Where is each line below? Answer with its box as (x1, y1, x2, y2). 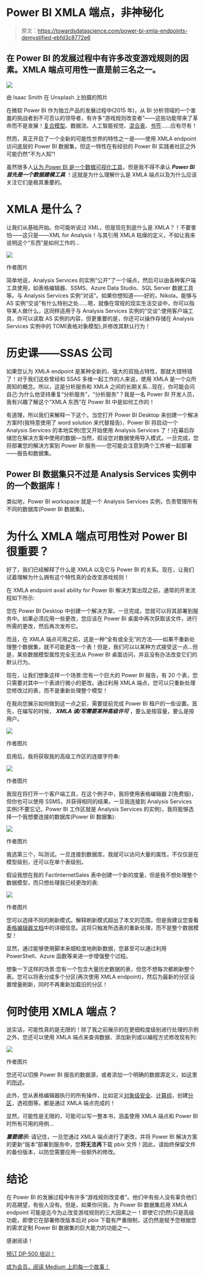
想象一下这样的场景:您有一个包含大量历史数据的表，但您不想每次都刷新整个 (6, 966, 195, 973)
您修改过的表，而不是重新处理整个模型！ (6, 687, 108, 694)
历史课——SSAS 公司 (6, 346, 113, 360)
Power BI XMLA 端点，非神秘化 (6, 6, 164, 20)
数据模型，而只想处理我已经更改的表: (6, 879, 99, 887)
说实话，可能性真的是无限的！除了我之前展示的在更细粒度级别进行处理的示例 (6, 1026, 199, 1034)
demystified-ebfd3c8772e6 (21, 34, 91, 41)
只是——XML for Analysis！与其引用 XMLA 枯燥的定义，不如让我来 (27, 231, 196, 239)
